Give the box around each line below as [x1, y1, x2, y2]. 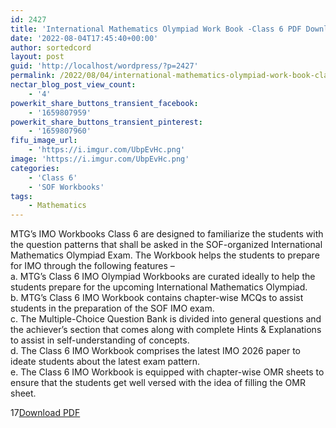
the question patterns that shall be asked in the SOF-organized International [10, 239, 323, 251]
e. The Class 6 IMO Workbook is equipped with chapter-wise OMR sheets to [10, 366, 325, 378]
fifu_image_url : [10, 136, 78, 146]
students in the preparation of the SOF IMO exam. [10, 302, 215, 315]
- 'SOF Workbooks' [28, 182, 105, 192]
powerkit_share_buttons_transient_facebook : [10, 98, 199, 108]
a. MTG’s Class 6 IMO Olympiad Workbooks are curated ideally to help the [10, 271, 316, 283]
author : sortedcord [10, 42, 92, 53]
